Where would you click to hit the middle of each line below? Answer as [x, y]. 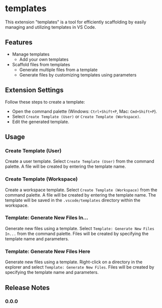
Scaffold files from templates [41, 64]
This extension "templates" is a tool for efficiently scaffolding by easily [76, 22]
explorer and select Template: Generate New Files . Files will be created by [80, 267]
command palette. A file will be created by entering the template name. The [81, 195]
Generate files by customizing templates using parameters [78, 75]
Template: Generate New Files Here [48, 251]
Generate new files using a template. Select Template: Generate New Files [80, 228]
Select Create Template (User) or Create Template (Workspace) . [76, 116]
